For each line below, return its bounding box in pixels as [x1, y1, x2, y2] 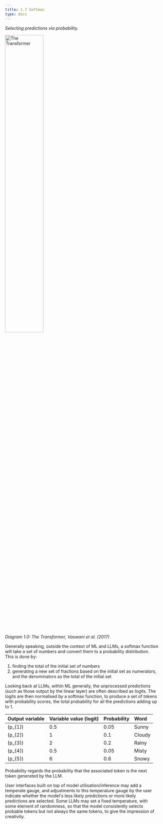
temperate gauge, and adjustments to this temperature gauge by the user [5, 787, 152, 793]
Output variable [7, 715, 45, 722]
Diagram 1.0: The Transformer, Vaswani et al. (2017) [5, 634, 110, 639]
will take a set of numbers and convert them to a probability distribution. [5, 648, 149, 654]
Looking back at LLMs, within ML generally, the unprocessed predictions [5, 683, 151, 689]
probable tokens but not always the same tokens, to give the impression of [5, 808, 155, 814]
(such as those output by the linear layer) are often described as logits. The [5, 688, 156, 694]
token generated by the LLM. [5, 773, 63, 779]
